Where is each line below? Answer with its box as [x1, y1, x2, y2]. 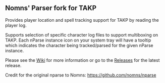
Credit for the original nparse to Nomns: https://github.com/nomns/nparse [5, 72, 157, 78]
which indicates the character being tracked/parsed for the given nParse [5, 42, 154, 48]
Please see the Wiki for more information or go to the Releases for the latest [5, 57, 160, 63]
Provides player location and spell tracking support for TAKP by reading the [5, 17, 159, 23]
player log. [5, 22, 27, 28]
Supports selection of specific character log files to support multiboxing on [5, 32, 159, 38]
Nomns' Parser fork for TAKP [5, 4, 97, 12]
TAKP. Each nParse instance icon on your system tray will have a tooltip [5, 37, 151, 43]
